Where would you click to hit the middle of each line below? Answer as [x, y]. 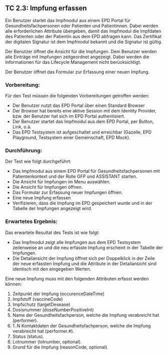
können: [13, 284]
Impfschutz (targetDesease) [41, 304]
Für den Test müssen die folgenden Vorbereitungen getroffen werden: [77, 96]
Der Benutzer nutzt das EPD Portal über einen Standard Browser [78, 105]
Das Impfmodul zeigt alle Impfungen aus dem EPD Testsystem [76, 242]
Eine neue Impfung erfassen [41, 198]
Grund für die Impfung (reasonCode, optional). [60, 347]
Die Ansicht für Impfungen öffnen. [47, 187]
